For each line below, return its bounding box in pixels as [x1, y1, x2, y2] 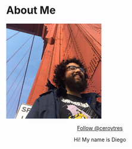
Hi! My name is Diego [73, 136, 127, 143]
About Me [6, 4, 56, 17]
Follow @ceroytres [77, 124, 123, 131]
